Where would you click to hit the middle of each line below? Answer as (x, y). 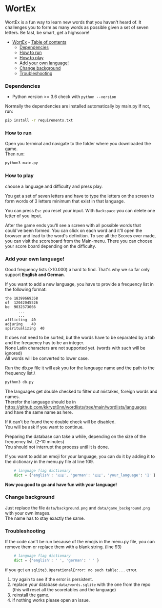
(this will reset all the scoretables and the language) (64, 589)
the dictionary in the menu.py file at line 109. (50, 461)
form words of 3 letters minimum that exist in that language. (65, 201)
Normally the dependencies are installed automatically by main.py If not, (78, 106)
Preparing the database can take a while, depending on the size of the (76, 436)
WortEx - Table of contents (39, 42)
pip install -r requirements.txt (39, 121)
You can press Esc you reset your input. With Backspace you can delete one (80, 210)
